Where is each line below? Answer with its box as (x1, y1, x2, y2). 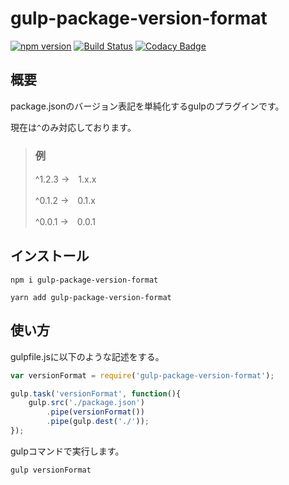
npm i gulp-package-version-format (10, 275, 159, 285)
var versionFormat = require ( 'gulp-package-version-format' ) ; (10, 370, 275, 381)
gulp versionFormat (10, 465, 92, 475)
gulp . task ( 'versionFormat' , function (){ (10, 388, 182, 399)
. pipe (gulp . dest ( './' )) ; (46, 417, 150, 427)
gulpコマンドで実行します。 (10, 445, 125, 457)
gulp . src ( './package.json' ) (28, 398, 145, 408)
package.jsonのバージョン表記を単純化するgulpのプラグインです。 (10, 100, 285, 112)
